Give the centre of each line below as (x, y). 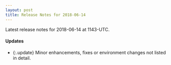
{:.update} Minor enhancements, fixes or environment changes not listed (89, 52)
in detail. (22, 58)
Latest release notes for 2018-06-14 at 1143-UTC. (58, 29)
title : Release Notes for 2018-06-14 (46, 15)
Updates (15, 41)
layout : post (19, 10)
